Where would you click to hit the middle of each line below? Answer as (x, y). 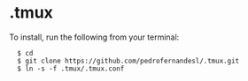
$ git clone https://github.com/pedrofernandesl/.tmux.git (128, 61)
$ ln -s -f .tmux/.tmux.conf (71, 69)
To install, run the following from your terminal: (94, 37)
